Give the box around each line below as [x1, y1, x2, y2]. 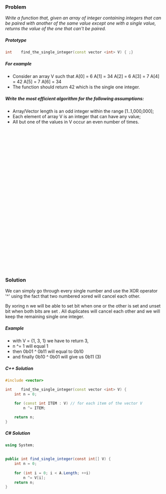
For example [5, 60, 32, 66]
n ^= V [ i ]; [23, 475, 46, 480]
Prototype [5, 37, 27, 43]
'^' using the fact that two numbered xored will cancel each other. [5, 293, 140, 300]
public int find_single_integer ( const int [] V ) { [5, 456, 111, 462]
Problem [5, 4, 27, 11]
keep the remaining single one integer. [5, 314, 84, 320]
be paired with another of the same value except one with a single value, [5, 20, 156, 26]
